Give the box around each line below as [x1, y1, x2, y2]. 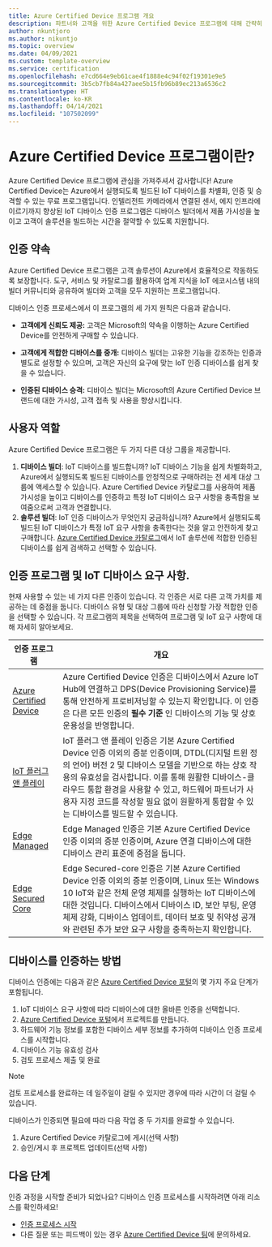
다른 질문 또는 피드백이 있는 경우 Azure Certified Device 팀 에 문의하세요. [19, 1230, 252, 1239]
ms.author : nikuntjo [8, 34, 79, 43]
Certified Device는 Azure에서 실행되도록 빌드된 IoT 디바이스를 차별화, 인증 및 [8, 186, 254, 196]
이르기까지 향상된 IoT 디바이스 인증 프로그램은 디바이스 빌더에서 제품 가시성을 [8, 206, 253, 216]
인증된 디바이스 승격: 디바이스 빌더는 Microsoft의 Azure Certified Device [19, 385, 253, 394]
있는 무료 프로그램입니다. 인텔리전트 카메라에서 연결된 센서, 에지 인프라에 [32, 196, 261, 205]
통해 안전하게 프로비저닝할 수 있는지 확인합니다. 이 [62, 695, 243, 707]
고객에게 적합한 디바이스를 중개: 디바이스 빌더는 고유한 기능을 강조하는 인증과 [19, 347, 261, 357]
